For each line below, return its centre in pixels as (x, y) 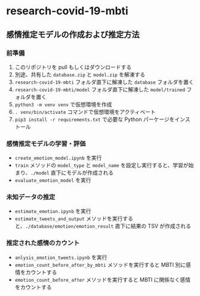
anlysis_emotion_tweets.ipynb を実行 (61, 257)
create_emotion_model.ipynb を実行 (58, 158)
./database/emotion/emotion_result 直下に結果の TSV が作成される (108, 226)
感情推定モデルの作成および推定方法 (73, 34)
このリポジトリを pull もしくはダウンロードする (73, 67)
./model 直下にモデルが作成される (72, 173)
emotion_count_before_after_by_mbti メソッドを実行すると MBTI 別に (100, 264)
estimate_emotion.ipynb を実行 (53, 211)
